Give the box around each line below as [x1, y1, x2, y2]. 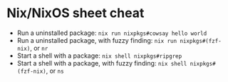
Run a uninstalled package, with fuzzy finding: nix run [16, 36, 177, 44]
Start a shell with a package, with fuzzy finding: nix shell [16, 58, 187, 67]
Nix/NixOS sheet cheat [6, 5, 145, 21]
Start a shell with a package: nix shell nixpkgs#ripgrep [16, 51, 182, 60]
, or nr [30, 43, 48, 52]
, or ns [46, 66, 65, 75]
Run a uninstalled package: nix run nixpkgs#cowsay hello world [16, 29, 207, 37]
